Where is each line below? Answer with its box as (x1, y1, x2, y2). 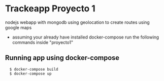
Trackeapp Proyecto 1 (5, 3, 96, 14)
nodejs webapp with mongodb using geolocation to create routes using (5, 19, 150, 25)
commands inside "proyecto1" (12, 39, 73, 45)
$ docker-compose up (9, 71, 52, 76)
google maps (5, 24, 32, 30)
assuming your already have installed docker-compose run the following (12, 34, 159, 40)
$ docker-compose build (9, 67, 58, 72)
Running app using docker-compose (5, 54, 120, 62)
